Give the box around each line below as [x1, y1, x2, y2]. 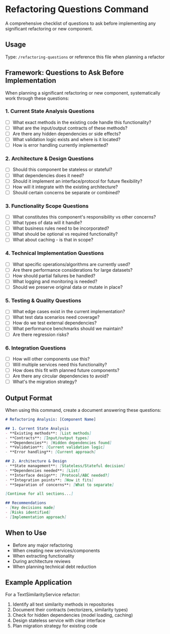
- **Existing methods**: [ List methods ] [5, 431, 92, 436]
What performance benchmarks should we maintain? [12, 325, 123, 332]
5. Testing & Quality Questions [5, 297, 81, 304]
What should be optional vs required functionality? [12, 231, 118, 237]
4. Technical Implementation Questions [5, 249, 104, 257]
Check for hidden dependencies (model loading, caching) [12, 612, 133, 618]
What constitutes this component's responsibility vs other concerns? [12, 214, 156, 220]
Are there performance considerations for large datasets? [12, 267, 133, 273]
